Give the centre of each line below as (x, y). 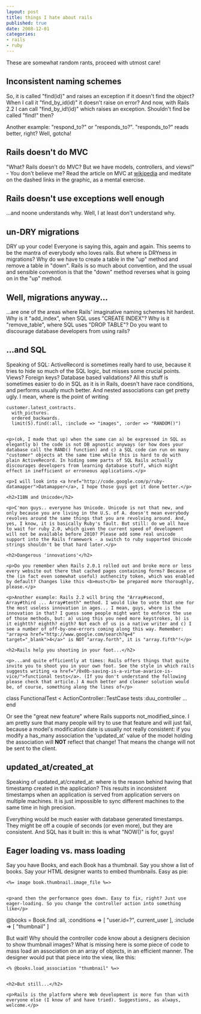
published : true (26, 23)
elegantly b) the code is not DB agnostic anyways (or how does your (95, 444)
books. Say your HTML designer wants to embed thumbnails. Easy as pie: (97, 872)
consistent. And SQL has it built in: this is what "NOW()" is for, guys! (90, 831)
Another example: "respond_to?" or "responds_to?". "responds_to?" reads (97, 127)
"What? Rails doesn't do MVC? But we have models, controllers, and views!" (100, 167)
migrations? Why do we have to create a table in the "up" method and (92, 259)
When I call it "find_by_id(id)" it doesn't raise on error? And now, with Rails (98, 102)
